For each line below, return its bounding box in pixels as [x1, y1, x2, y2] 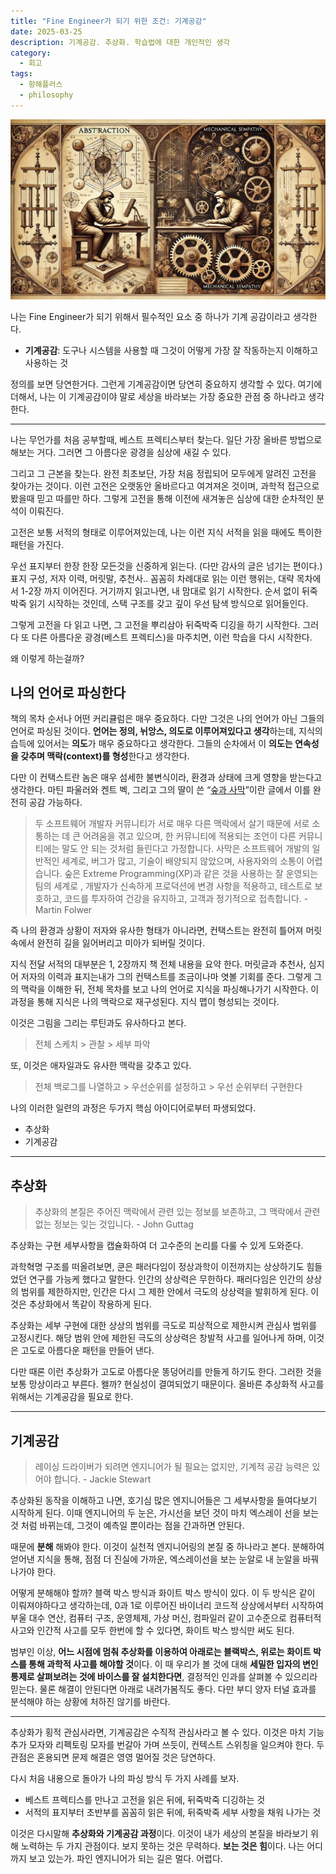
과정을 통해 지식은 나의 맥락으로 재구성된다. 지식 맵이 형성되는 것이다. [10, 996, 280, 1008]
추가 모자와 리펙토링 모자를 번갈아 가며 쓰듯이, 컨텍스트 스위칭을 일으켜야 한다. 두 [10, 1739, 325, 1751]
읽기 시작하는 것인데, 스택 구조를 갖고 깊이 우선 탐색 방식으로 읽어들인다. [28, 597, 309, 609]
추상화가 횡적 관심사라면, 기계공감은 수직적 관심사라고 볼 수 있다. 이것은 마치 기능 [10, 1726, 325, 1739]
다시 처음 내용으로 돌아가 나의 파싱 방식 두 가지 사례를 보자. [10, 1773, 240, 1785]
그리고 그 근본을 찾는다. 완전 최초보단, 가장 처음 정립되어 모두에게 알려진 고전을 [10, 467, 317, 479]
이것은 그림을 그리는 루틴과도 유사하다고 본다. [10, 1017, 187, 1029]
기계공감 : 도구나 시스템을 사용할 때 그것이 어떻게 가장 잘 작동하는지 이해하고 [24, 344, 319, 356]
